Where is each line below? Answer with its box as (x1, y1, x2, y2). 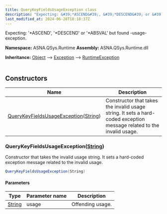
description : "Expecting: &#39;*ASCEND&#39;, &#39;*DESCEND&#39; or (5, 12, 150, 17)
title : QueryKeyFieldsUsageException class (5, 7, 97, 12)
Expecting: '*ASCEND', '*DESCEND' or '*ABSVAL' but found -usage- (5, 30, 147, 36)
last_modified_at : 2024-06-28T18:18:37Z (5, 16, 90, 21)
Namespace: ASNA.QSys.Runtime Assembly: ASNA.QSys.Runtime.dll (5, 45, 149, 51)
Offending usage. (71, 201, 112, 208)
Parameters (5, 179, 30, 186)
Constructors (5, 74, 48, 82)
